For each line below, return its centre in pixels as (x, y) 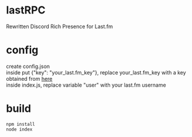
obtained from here (29, 78)
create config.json (28, 66)
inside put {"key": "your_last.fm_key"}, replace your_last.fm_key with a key (96, 72)
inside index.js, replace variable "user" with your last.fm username (86, 85)
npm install (20, 124)
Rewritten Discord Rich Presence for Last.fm (59, 26)
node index (19, 129)
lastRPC (26, 10)
